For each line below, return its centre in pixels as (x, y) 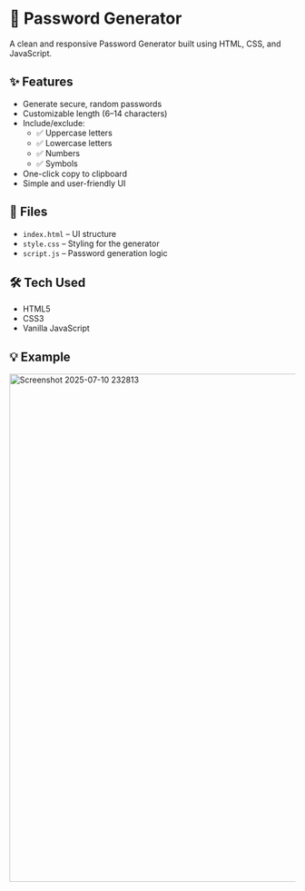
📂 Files (29, 212)
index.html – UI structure (69, 233)
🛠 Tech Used (48, 282)
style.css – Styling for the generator (91, 243)
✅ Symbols (57, 163)
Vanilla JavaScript (56, 328)
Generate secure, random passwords (92, 104)
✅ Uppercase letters (74, 133)
